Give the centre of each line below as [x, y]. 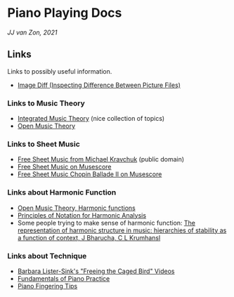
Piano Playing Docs [65, 13]
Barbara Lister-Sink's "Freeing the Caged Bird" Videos [96, 271]
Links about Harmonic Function [62, 192]
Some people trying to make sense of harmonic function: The [106, 223]
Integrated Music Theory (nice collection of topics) [91, 119]
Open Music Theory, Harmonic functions [76, 208]
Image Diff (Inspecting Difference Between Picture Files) [99, 85]
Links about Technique [47, 256]
